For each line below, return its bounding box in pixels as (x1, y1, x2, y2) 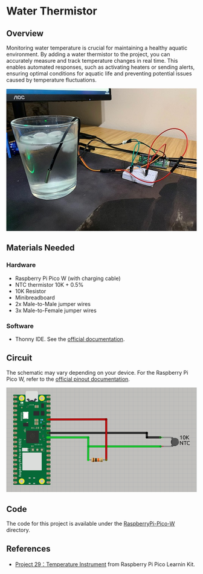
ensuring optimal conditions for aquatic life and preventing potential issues (6, 70, 192, 77)
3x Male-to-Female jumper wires (14, 307, 97, 314)
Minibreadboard (14, 294, 56, 301)
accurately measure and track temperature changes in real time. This (6, 57, 178, 64)
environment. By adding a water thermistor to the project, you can (6, 51, 170, 58)
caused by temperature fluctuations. (6, 77, 97, 83)
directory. (6, 526, 30, 534)
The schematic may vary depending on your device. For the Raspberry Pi (6, 369, 188, 376)
